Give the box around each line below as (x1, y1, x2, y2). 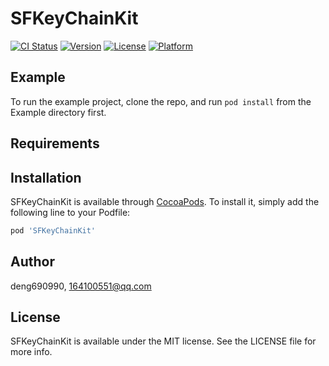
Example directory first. (10, 106, 107, 118)
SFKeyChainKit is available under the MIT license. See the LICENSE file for (10, 335, 317, 347)
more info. (10, 346, 53, 358)
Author (10, 253, 55, 271)
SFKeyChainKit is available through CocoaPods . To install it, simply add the (10, 195, 320, 207)
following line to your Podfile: (10, 206, 131, 218)
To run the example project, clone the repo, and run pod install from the (10, 95, 312, 107)
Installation (10, 169, 82, 186)
